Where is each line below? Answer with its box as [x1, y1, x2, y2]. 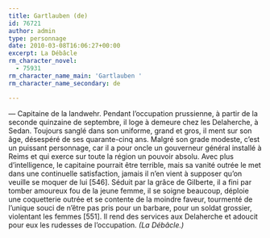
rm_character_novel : [8, 57, 78, 65]
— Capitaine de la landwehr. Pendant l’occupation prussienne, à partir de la [8, 108, 258, 118]
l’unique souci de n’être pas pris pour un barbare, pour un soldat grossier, [8, 203, 252, 212]
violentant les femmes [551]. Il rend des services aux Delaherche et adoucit [8, 211, 258, 221]
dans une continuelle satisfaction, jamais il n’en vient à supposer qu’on [8, 169, 243, 178]
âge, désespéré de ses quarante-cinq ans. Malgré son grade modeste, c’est [8, 134, 260, 144]
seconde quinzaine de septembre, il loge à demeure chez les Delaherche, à [8, 117, 259, 127]
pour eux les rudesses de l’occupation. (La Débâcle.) [8, 219, 185, 230]
